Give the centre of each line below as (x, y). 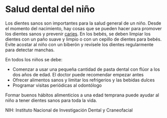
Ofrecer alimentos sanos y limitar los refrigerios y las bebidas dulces (83, 80)
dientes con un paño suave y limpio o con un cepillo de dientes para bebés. (83, 39)
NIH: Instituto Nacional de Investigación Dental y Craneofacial (69, 110)
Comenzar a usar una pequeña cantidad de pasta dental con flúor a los (86, 69)
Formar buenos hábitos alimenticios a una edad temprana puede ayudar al (82, 95)
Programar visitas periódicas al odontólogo (57, 85)
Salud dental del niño (50, 9)
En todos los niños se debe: (34, 59)
